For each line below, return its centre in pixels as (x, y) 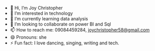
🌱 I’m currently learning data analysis (49, 19)
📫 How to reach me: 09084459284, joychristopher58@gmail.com (80, 30)
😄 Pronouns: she (28, 37)
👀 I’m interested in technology (41, 13)
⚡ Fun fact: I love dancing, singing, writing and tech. (64, 43)
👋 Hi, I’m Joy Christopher (36, 8)
